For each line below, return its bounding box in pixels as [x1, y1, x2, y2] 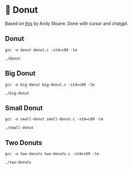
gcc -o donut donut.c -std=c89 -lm [5, 47, 77, 53]
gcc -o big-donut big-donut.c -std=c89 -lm [5, 82, 95, 87]
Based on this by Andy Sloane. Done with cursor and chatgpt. [5, 20, 129, 26]
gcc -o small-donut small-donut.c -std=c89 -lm [5, 117, 104, 122]
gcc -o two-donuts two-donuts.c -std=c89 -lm [5, 151, 99, 156]
